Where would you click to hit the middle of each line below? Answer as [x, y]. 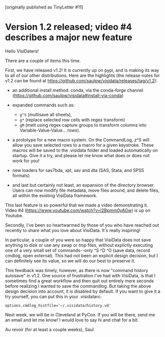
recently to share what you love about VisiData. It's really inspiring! [73, 230]
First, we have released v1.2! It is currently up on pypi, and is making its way [82, 70]
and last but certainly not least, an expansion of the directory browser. [83, 185]
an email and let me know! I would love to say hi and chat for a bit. [72, 320]
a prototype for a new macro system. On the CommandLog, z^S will [81, 139]
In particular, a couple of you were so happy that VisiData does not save [78, 240]
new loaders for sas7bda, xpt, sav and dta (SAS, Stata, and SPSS [78, 170]
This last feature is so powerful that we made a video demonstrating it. [77, 205]
